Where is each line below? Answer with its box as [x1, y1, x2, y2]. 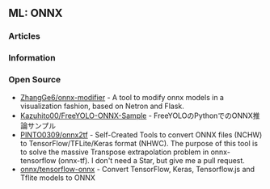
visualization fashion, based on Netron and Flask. [19, 101, 184, 111]
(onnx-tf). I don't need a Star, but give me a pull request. [57, 155, 245, 165]
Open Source [8, 74, 61, 86]
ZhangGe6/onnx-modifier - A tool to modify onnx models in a [19, 92, 225, 102]
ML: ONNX [8, 6, 63, 20]
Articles [8, 31, 40, 42]
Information [8, 52, 56, 64]
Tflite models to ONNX [19, 173, 95, 183]
